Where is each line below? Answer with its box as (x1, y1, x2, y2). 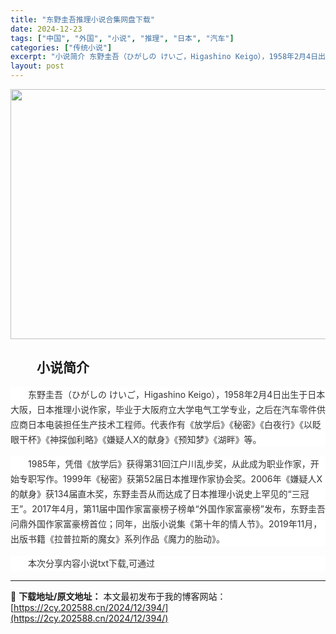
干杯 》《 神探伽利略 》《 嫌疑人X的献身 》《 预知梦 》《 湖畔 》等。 (18, 433, 262, 445)
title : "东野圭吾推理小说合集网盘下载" (10, 14, 155, 25)
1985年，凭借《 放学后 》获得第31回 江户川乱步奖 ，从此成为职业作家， (28, 457, 311, 470)
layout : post (10, 61, 65, 71)
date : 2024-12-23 (10, 24, 83, 34)
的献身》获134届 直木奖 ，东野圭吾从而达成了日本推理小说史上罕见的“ (10, 487, 292, 500)
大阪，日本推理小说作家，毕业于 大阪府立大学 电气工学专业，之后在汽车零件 (10, 403, 317, 415)
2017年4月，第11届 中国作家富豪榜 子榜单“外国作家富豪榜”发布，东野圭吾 (31, 502, 326, 515)
